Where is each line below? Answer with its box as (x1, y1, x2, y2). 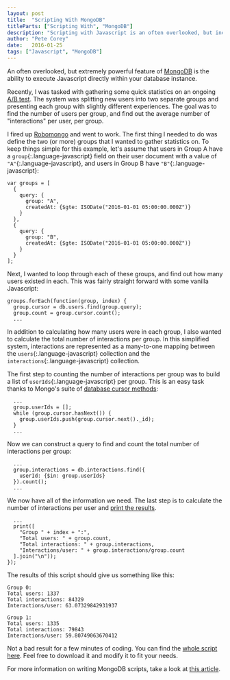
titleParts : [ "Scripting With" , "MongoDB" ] (7, 23, 133, 29)
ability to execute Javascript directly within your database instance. (7, 74, 197, 82)
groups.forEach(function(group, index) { (7, 297, 127, 304)
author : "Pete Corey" (7, 36, 69, 42)
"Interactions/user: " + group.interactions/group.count (19, 546, 186, 554)
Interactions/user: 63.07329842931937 (7, 602, 118, 609)
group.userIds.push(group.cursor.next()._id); (19, 415, 155, 422)
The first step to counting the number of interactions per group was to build (7, 369, 220, 378)
